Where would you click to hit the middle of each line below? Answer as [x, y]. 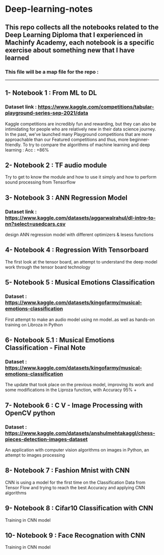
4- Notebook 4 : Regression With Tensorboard [77, 250]
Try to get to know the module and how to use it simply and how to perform [81, 177]
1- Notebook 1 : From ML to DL [51, 93]
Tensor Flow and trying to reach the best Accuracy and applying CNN [75, 487]
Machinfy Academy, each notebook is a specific [80, 42]
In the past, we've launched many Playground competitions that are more [79, 134]
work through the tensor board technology [48, 267]
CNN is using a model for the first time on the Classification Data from [75, 482]
